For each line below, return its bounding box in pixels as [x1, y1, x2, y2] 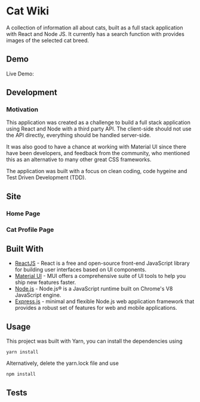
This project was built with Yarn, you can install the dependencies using [6, 337, 183, 345]
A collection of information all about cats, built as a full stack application [6, 24, 183, 31]
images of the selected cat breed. [6, 37, 90, 44]
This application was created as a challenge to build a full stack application [6, 119, 191, 126]
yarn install [6, 349, 39, 355]
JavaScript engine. [14, 292, 61, 299]
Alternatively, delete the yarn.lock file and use [6, 359, 119, 367]
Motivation [6, 105, 39, 114]
